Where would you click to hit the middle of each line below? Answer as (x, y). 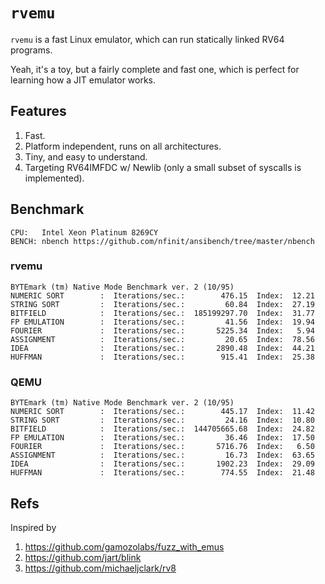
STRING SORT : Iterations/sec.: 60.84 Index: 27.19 (162, 304)
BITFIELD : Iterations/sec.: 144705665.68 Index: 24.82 (162, 429)
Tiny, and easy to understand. (86, 156)
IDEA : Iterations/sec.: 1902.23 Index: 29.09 (162, 464)
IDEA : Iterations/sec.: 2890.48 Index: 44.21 (162, 348)
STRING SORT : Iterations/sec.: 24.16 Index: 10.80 (162, 420)
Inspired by (33, 527)
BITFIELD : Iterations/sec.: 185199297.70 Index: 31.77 (162, 313)
